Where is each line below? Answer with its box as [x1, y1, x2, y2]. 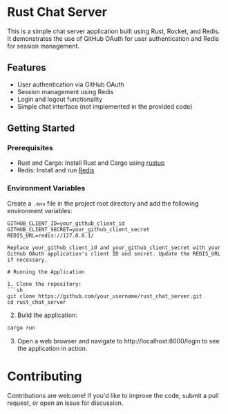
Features [7, 62, 46, 73]
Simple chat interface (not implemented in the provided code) [17, 102, 193, 111]
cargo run [7, 324, 36, 331]
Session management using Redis [17, 87, 114, 96]
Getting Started [7, 123, 75, 134]
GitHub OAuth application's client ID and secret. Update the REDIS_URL [7, 250, 221, 257]
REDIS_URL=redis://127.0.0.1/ [7, 232, 95, 239]
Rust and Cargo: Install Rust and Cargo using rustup [17, 159, 165, 167]
